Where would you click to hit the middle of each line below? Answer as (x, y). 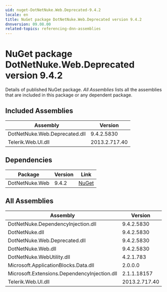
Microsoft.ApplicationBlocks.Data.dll (51, 265)
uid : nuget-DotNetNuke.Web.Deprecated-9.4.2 (53, 10)
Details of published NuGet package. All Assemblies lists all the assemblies (84, 90)
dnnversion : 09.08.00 (28, 24)
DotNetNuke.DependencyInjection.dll (52, 224)
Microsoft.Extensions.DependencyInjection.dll (63, 273)
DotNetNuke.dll (26, 232)
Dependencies (29, 160)
